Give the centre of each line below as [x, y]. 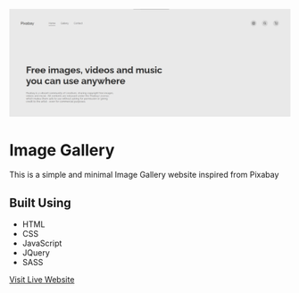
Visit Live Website [42, 280]
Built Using [40, 202]
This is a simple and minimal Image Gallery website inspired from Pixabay [144, 175]
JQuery [36, 253]
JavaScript [42, 243]
